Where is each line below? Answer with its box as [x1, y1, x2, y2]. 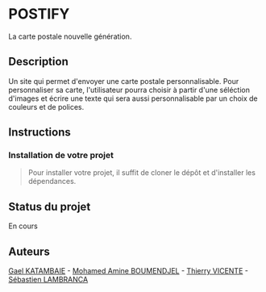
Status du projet [8, 199, 91, 214]
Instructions [8, 126, 71, 140]
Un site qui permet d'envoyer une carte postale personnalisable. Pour [8, 76, 239, 86]
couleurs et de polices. [8, 102, 85, 111]
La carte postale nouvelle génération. [8, 31, 132, 41]
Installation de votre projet [8, 150, 114, 161]
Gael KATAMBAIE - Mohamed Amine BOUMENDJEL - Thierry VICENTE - [8, 266, 248, 276]
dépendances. [27, 177, 77, 186]
